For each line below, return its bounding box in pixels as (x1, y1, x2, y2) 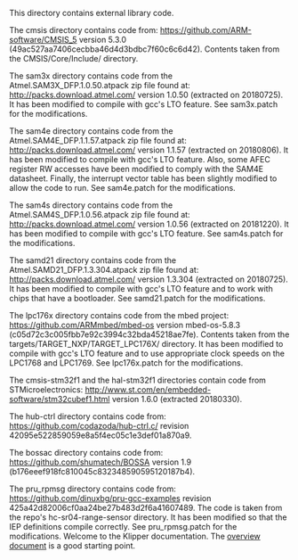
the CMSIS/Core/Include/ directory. (9, 54, 139, 63)
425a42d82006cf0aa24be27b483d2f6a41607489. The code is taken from (9, 503, 283, 513)
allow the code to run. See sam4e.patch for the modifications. (9, 183, 236, 193)
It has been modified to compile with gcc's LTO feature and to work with (9, 284, 273, 293)
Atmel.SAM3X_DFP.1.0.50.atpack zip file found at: (9, 80, 191, 90)
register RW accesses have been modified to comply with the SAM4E (9, 164, 264, 174)
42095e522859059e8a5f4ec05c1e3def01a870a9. (9, 430, 192, 441)
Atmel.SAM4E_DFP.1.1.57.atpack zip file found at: (9, 136, 187, 145)
